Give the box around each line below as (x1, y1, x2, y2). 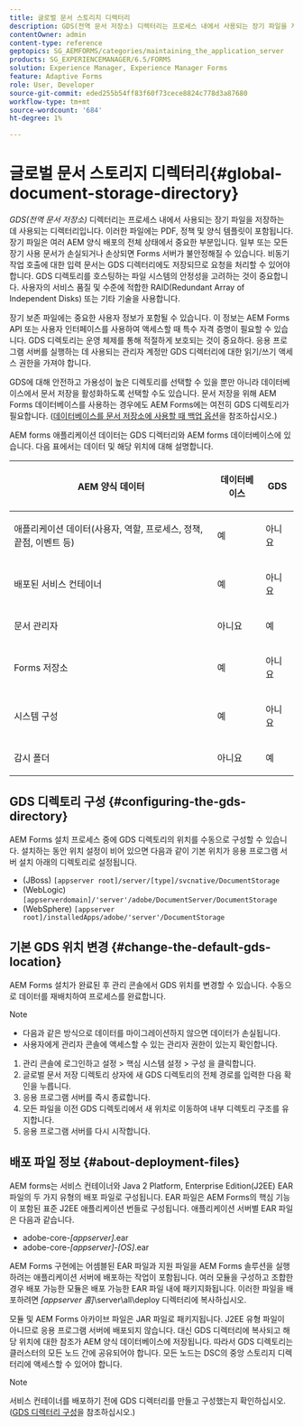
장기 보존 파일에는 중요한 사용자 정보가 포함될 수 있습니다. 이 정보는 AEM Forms (9, 312, 290, 323)
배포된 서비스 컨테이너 (14, 579, 102, 591)
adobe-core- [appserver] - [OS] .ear (22, 1242, 150, 1253)
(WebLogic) (22, 884, 66, 894)
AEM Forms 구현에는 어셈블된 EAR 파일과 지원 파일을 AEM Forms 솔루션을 (9, 1260, 273, 1271)
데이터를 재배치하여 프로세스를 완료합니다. (18, 990, 167, 1002)
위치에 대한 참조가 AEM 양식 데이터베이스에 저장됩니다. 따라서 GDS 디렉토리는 (18, 1336, 293, 1347)
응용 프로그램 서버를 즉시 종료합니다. (22, 1091, 151, 1102)
